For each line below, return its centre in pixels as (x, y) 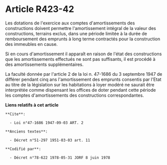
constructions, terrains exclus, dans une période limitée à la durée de (76, 33)
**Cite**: (15, 114)
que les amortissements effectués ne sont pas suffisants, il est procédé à (80, 59)
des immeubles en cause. (32, 44)
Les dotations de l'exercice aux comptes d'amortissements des (70, 23)
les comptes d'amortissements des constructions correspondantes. (75, 95)
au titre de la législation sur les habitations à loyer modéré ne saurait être (80, 84)
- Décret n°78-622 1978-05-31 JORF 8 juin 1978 (60, 158)
